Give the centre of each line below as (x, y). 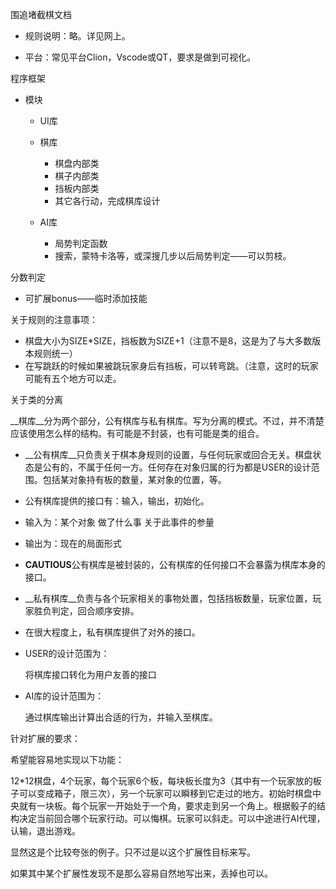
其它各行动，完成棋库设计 (107, 201)
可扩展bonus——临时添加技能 (86, 298)
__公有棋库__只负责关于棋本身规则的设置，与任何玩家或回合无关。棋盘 (168, 454)
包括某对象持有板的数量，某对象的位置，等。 (134, 479)
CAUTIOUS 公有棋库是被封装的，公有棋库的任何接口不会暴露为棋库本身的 (175, 564)
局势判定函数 (81, 243)
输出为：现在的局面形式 (73, 543)
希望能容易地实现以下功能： (67, 759)
